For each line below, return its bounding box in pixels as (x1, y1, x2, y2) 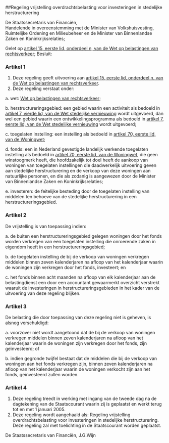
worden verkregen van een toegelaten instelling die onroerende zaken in (5, 238, 156, 244)
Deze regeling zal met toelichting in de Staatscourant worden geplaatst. (12, 422, 161, 429)
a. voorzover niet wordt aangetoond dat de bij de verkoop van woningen (5, 329, 155, 335)
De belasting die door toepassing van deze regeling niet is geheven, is (5, 314, 151, 320)
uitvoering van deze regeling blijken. (5, 290, 81, 296)
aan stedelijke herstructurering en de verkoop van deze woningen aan (5, 168, 151, 174)
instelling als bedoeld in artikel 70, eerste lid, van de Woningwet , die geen (5, 152, 158, 158)
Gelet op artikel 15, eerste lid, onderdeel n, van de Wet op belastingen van (5, 46, 158, 51)
